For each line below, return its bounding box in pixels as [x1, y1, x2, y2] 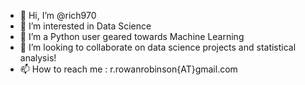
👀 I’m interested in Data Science [19, 20, 152, 32]
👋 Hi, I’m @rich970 [19, 10, 97, 21]
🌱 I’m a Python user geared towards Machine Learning [19, 31, 245, 42]
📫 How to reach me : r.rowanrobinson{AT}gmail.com [19, 63, 238, 75]
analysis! [19, 52, 57, 64]
